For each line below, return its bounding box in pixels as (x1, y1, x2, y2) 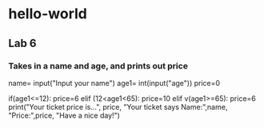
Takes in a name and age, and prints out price (8, 60, 188, 72)
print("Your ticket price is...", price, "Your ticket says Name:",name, (8, 102, 228, 111)
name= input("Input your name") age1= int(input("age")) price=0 (8, 78, 221, 87)
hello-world (8, 5, 88, 23)
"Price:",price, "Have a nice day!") (8, 111, 120, 120)
